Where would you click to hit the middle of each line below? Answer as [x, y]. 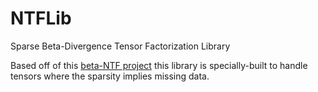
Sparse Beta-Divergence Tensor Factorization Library [120, 46]
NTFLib [41, 18]
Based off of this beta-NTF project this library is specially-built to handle [159, 65]
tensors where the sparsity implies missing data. [110, 76]
